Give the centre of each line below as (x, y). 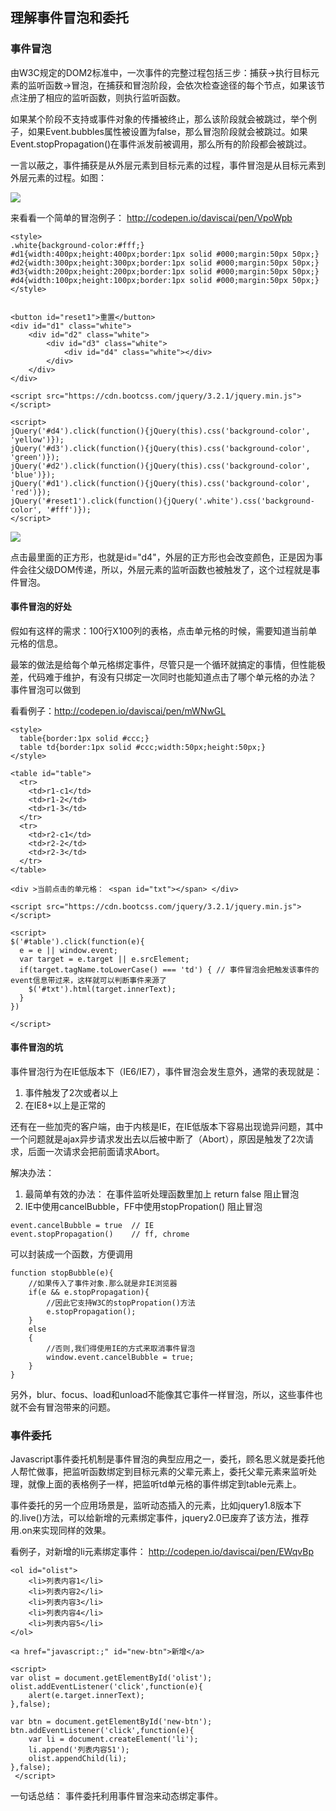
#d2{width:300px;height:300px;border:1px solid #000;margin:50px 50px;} (165, 263)
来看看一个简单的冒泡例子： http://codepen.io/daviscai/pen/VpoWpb (151, 217)
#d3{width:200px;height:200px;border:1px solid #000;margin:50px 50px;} (165, 271)
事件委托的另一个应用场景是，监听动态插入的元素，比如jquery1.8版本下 (156, 1505)
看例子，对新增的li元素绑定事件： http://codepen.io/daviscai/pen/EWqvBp (162, 1552)
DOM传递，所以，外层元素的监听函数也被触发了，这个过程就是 (182, 569)
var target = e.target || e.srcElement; (104, 959)
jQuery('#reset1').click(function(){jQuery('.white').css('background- (162, 501)
